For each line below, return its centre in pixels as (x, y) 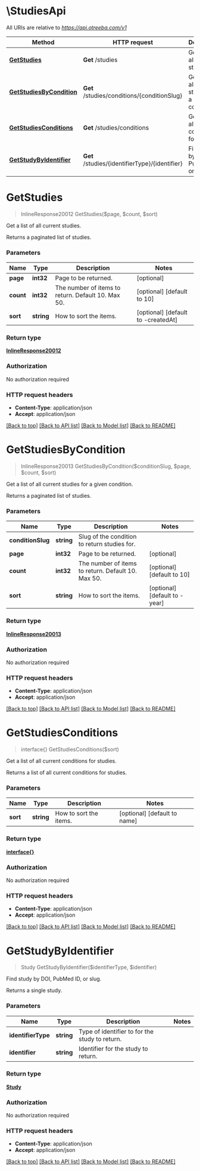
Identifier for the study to (113, 1049)
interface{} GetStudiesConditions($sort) (70, 750)
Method (43, 42)
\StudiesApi (36, 11)
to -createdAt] (157, 320)
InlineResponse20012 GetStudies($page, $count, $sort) (89, 214)
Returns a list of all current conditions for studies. (67, 773)
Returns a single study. (34, 990)
